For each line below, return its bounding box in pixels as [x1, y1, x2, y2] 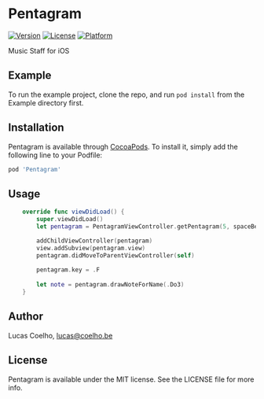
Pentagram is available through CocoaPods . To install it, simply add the [8, 142, 238, 151]
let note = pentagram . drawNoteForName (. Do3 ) [36, 281, 185, 289]
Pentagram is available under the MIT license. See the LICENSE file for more [8, 375, 255, 384]
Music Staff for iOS [8, 46, 70, 55]
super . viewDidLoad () [36, 216, 104, 224]
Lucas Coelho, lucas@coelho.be [8, 331, 113, 340]
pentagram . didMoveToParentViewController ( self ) [36, 251, 195, 260]
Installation [8, 121, 64, 135]
